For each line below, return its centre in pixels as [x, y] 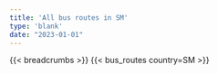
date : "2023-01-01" [47, 34]
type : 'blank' [36, 26]
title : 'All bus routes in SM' [69, 18]
